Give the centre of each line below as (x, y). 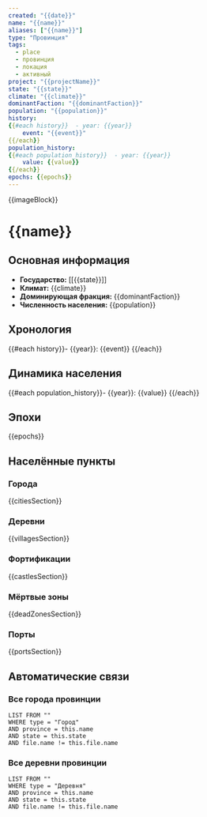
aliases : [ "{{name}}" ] (45, 30)
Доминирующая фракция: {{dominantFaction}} (100, 296)
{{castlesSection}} (38, 576)
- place (28, 52)
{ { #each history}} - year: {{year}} (70, 126)
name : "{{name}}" (37, 23)
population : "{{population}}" (58, 111)
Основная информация (69, 260)
